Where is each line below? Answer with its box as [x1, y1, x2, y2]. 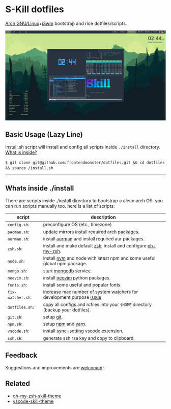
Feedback [5, 351, 38, 360]
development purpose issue [43, 294, 102, 300]
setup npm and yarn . [43, 321, 87, 327]
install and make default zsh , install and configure [43, 243, 147, 249]
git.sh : [7, 313, 23, 320]
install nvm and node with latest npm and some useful [43, 255, 156, 261]
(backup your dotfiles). [43, 306, 91, 313]
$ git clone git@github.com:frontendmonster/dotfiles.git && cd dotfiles [5, 160, 165, 165]
